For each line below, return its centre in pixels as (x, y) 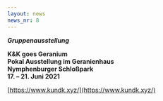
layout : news (26, 14)
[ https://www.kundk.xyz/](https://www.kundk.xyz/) (81, 90)
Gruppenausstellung (38, 40)
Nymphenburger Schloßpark (50, 69)
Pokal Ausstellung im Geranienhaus (61, 61)
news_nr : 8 (23, 20)
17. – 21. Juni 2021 (34, 76)
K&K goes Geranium (38, 54)
